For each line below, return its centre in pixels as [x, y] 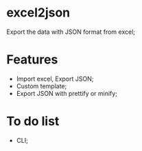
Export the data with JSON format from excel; [71, 32]
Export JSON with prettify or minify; [67, 93]
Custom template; [42, 86]
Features [32, 60]
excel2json [38, 13]
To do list [33, 121]
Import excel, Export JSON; [55, 79]
